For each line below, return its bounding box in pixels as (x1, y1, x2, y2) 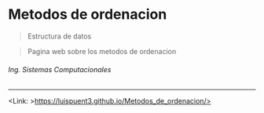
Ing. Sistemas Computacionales (8, 64, 112, 74)
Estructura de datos (27, 31, 92, 41)
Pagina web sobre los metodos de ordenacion (27, 46, 177, 56)
